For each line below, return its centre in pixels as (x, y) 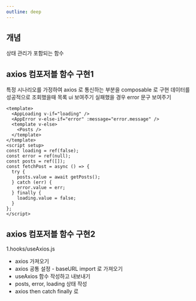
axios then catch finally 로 (47, 291)
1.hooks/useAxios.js (31, 249)
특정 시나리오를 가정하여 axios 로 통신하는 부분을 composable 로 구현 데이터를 (98, 90)
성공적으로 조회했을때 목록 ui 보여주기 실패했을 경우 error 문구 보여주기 (89, 98)
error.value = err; (41, 188)
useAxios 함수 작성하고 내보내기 (53, 276)
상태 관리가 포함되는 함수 (35, 53)
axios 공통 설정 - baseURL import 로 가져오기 (69, 269)
